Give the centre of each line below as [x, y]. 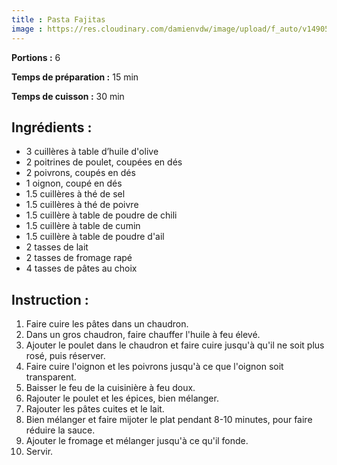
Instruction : [50, 299]
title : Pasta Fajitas [58, 19]
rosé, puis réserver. [65, 356]
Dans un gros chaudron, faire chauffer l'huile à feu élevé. [143, 335]
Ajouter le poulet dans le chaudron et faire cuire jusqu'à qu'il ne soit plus [175, 345]
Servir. [39, 452]
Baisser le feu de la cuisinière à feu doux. [110, 388]
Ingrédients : [52, 127]
